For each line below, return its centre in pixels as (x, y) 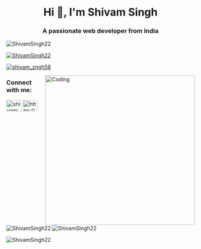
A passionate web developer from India (100, 31)
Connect (19, 83)
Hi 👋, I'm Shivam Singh (100, 12)
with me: (19, 90)
